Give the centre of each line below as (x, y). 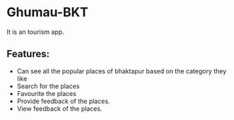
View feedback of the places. (59, 108)
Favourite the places (47, 93)
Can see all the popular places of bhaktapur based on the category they (122, 71)
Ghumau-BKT (48, 12)
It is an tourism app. (35, 32)
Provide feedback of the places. (63, 101)
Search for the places (48, 86)
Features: (28, 54)
